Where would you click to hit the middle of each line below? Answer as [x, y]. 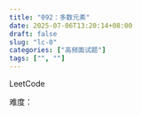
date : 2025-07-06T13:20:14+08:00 [71, 26]
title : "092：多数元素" [50, 17]
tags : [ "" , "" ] [37, 58]
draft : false [33, 34]
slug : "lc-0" [33, 42]
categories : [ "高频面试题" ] [58, 50]
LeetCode [27, 84]
